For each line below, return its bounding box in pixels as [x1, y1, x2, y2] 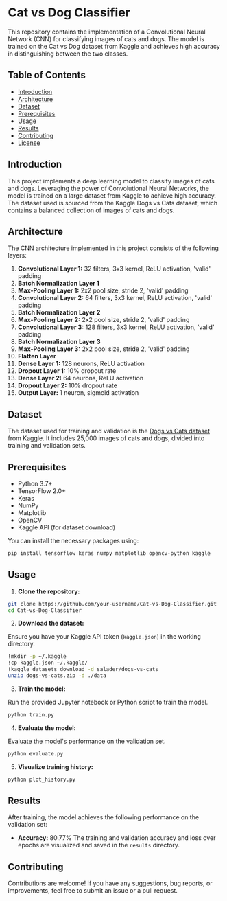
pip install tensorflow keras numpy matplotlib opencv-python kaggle [8, 550, 211, 557]
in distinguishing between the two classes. [8, 49, 128, 58]
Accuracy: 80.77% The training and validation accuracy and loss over [17, 834, 216, 842]
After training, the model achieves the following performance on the [8, 813, 200, 821]
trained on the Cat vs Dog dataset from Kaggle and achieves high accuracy [8, 42, 220, 50]
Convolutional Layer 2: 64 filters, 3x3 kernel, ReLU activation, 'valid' [17, 294, 213, 302]
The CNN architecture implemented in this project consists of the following [8, 244, 219, 252]
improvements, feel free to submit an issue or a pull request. [8, 887, 178, 895]
